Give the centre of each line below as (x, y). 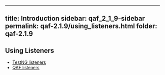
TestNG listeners (29, 62)
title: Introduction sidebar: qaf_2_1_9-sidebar (75, 18)
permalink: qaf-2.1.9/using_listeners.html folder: (81, 26)
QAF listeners (26, 68)
